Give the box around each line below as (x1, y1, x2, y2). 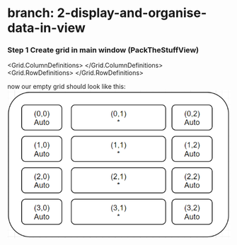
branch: (7, 5, 54, 21)
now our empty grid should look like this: (7, 83, 126, 91)
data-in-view (7, 20, 86, 36)
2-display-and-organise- (57, 5, 207, 21)
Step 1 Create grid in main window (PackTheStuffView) (7, 45, 200, 55)
